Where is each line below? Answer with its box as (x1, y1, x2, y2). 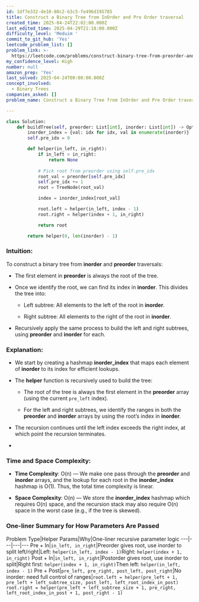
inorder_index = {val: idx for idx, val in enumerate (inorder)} (27, 130, 190, 135)
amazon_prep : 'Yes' (6, 70, 54, 75)
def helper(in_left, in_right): (27, 146, 108, 152)
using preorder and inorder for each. (14, 330, 105, 338)
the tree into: (14, 289, 46, 297)
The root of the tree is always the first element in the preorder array (23, 389, 190, 396)
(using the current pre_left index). (23, 395, 108, 402)
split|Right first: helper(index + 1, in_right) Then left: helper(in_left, (6, 560, 181, 568)
